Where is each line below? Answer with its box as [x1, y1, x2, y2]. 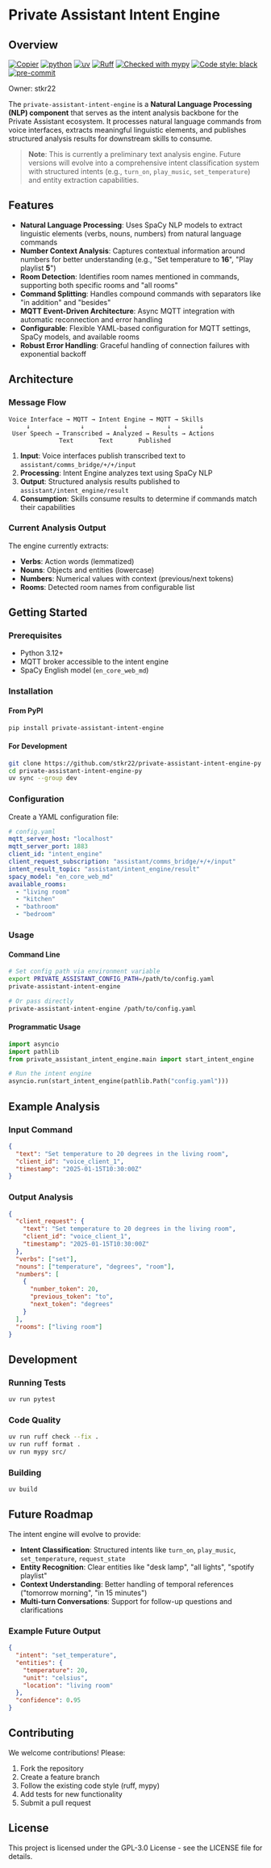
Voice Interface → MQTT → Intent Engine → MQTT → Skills [8, 415, 204, 423]
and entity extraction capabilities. [27, 176, 140, 185]
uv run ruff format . [8, 1441, 81, 1449]
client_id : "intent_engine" [8, 850, 103, 859]
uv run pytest [8, 1395, 56, 1403]
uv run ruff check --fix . [8, 1433, 99, 1441]
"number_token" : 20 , [29, 1285, 99, 1293]
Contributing [8, 1726, 74, 1740]
